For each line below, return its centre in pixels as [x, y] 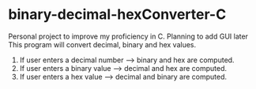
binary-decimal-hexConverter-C [117, 15]
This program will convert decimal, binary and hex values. [102, 44]
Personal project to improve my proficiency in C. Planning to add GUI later [128, 36]
